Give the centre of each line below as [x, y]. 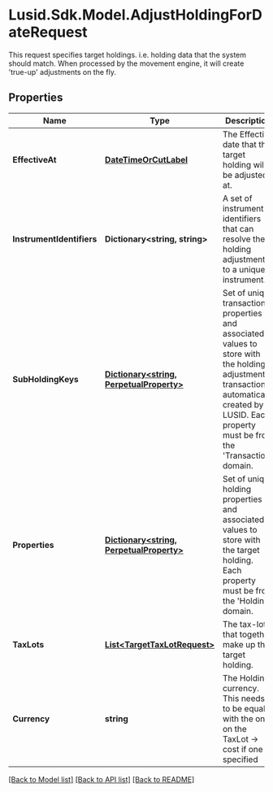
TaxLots [28, 644]
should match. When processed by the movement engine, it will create [126, 63]
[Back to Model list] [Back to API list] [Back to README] [102, 779]
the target [241, 550]
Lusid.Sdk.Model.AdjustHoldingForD [135, 15]
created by [243, 404]
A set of [237, 198]
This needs [244, 698]
